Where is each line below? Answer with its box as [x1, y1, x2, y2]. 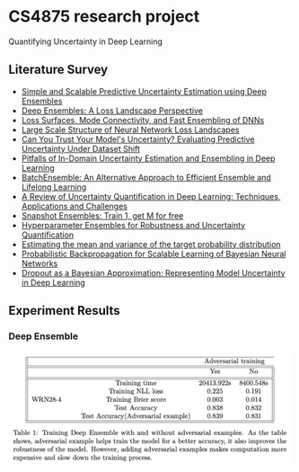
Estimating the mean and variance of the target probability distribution [21, 238, 281, 249]
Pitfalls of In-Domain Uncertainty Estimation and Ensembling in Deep [21, 153, 276, 164]
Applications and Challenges [21, 200, 128, 211]
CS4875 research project [8, 6, 200, 27]
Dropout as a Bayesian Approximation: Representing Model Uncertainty [21, 267, 286, 278]
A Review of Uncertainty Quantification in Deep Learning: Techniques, [21, 191, 281, 201]
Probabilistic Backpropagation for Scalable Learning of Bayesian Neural [21, 248, 286, 259]
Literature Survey [8, 62, 109, 77]
